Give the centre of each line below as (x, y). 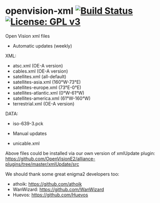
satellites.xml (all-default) (39, 76)
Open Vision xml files (28, 36)
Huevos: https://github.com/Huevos (50, 195)
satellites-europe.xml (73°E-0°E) (47, 87)
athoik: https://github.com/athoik (47, 184)
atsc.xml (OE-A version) (38, 65)
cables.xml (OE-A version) (40, 71)
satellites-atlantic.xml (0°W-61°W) (48, 93)
